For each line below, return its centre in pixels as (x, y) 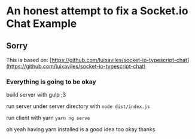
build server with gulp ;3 (36, 95)
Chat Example (42, 24)
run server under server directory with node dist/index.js (78, 106)
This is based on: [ (29, 60)
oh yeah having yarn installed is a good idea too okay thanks (81, 129)
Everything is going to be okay (51, 82)
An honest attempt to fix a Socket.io (97, 11)
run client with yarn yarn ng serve (48, 118)
